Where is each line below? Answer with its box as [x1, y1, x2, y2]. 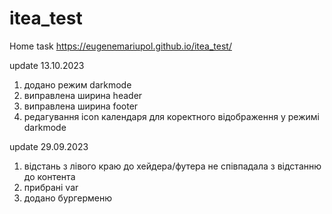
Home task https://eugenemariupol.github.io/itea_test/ [9, 40, 232, 52]
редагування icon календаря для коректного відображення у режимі [23, 110, 320, 122]
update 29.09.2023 [9, 140, 89, 152]
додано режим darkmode [23, 78, 132, 91]
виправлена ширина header [23, 89, 143, 101]
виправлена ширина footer [23, 100, 139, 112]
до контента [23, 170, 76, 182]
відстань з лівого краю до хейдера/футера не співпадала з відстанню [23, 160, 322, 172]
